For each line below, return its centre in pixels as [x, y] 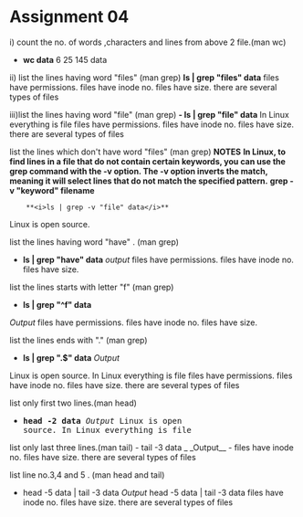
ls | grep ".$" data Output [71, 357]
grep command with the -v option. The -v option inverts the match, [139, 171]
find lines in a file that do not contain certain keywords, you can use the [147, 161]
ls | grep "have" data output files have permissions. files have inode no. [158, 259]
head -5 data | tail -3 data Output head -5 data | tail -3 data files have [153, 492]
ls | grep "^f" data [57, 304]
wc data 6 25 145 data [65, 59]
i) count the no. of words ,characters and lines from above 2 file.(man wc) [148, 42]
